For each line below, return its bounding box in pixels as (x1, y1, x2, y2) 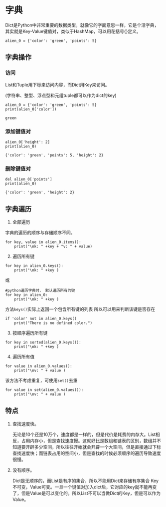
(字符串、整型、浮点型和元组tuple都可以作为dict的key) (5, 92, 117, 98)
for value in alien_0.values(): (5, 363, 72, 369)
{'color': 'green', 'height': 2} (5, 190, 75, 195)
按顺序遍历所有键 (12, 330, 48, 336)
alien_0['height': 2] (5, 139, 50, 144)
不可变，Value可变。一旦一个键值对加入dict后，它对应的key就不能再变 (12, 483, 157, 490)
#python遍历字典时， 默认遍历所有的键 (5, 288, 75, 293)
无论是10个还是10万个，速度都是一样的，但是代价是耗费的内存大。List (12, 431, 156, 437)
